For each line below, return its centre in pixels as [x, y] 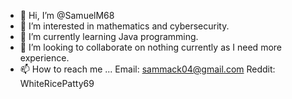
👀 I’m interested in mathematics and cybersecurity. [124, 26]
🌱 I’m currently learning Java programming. [109, 36]
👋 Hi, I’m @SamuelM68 [67, 15]
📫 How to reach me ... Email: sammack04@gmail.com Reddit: [147, 69]
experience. [44, 58]
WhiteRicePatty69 [57, 83]
